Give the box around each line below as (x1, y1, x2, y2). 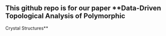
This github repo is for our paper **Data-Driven (5, 4, 161, 12)
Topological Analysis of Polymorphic (5, 12, 126, 20)
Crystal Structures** (5, 25, 49, 31)
